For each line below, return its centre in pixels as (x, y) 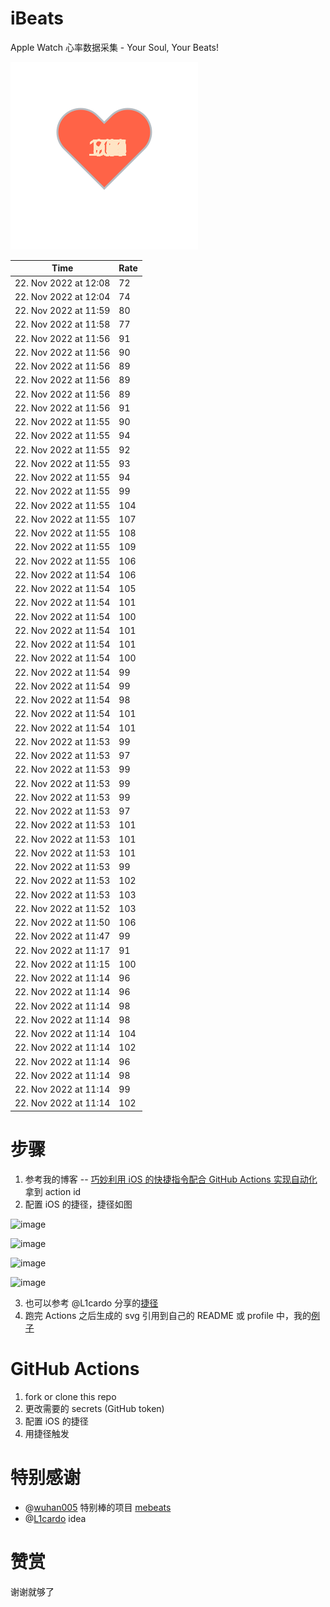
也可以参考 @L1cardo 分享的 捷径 (91, 1303)
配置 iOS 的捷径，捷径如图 (78, 1204)
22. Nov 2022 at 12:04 (62, 296)
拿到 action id (53, 1191)
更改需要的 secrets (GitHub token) (94, 1408)
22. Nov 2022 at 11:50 (62, 923)
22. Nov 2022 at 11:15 (62, 964)
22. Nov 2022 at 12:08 (62, 283)
